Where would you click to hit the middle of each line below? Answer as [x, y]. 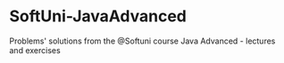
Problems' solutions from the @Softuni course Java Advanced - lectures [142, 41]
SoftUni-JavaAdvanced [98, 16]
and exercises [35, 50]
